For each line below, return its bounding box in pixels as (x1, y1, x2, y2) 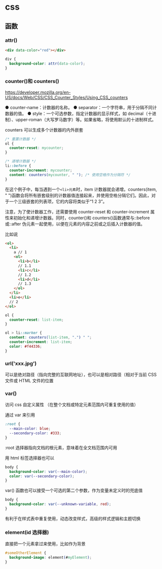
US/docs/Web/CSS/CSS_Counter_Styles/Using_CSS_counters (5, 94, 128, 100)
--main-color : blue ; (9, 426, 51, 431)
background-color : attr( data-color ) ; (9, 61, 86, 66)
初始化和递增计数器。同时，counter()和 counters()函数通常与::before (13, 215, 150, 221)
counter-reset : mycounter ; (9, 146, 64, 150)
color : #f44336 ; (9, 344, 42, 349)
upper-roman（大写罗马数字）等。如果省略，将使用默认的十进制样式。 (15, 116, 156, 122)
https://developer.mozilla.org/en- (5, 89, 71, 95)
